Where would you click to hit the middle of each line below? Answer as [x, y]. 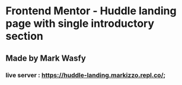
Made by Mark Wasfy [46, 58]
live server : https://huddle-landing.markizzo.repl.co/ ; [86, 75]
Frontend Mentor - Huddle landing [91, 11]
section [25, 36]
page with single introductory [80, 23]
